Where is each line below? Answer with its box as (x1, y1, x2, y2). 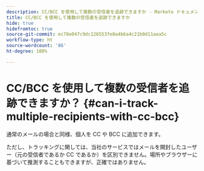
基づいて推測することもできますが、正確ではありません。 (6, 158, 150, 166)
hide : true (6, 20, 34, 26)
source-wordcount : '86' (6, 43, 67, 49)
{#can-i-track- (83, 96, 158, 110)
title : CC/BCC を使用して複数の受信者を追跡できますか (6, 15, 131, 21)
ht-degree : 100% (6, 48, 47, 54)
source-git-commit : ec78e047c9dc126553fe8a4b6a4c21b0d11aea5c (6, 31, 167, 37)
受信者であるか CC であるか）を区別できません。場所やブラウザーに (27, 150, 198, 158)
